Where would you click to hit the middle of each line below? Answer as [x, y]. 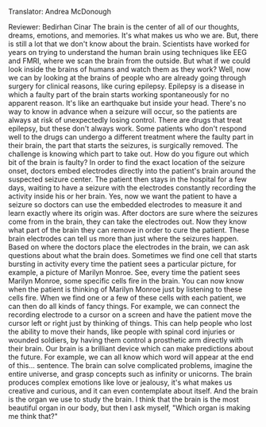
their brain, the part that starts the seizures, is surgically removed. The [123, 145]
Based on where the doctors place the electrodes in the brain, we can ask [129, 247]
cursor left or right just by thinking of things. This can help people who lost [130, 323]
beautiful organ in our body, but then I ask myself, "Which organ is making [129, 408]
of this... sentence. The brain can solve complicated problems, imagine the [130, 365]
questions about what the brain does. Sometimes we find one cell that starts [133, 255]
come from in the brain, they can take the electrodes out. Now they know [128, 221]
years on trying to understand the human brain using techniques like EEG [128, 52]
